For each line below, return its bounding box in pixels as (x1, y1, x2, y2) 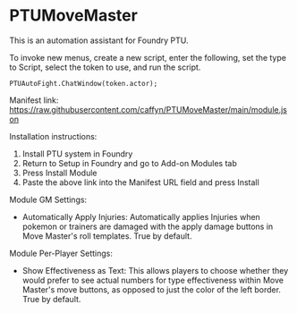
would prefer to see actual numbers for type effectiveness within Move (21, 275, 284, 285)
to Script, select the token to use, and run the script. (9, 62, 201, 72)
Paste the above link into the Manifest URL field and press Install (21, 176, 259, 188)
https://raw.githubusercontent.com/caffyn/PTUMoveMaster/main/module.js (9, 104, 288, 114)
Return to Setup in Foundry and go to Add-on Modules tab (21, 157, 237, 168)
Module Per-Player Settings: (9, 248, 114, 258)
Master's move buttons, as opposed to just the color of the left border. (21, 283, 282, 295)
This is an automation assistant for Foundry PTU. (9, 35, 190, 46)
